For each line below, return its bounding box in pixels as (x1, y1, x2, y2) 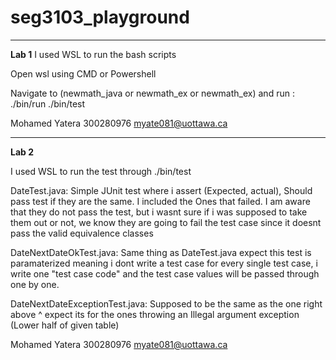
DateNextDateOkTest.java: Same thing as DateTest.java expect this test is (10, 246, 312, 258)
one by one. (10, 278, 60, 290)
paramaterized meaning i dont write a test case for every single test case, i (10, 257, 318, 269)
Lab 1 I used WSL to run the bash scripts (10, 48, 177, 60)
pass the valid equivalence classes (10, 227, 154, 239)
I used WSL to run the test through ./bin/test (10, 165, 192, 177)
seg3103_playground (10, 6, 190, 29)
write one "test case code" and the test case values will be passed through (10, 267, 320, 280)
